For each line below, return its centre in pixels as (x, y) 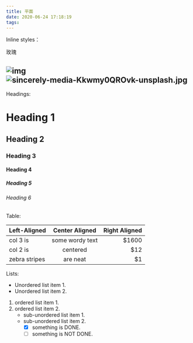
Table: (14, 216)
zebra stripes (27, 259)
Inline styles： (23, 40)
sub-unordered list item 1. (54, 315)
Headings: (18, 94)
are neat (75, 259)
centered (75, 250)
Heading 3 (21, 155)
